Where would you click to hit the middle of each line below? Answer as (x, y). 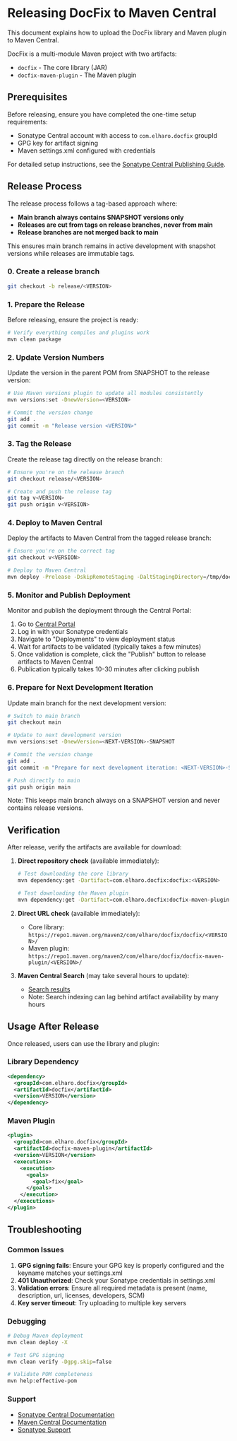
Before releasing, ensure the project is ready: (73, 320)
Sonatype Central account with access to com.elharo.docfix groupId (117, 135)
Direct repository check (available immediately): (88, 861)
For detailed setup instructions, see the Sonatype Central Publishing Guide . (116, 164)
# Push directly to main (44, 780)
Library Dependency (43, 1061)
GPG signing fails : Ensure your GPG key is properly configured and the (121, 1265)
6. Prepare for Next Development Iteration (80, 688)
